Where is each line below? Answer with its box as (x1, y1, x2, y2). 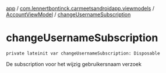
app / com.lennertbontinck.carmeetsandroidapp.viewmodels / (6, 5, 154, 12)
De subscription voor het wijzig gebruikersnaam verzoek (6, 60, 142, 67)
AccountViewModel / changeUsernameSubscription (6, 11, 131, 18)
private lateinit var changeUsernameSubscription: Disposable (6, 50, 160, 56)
